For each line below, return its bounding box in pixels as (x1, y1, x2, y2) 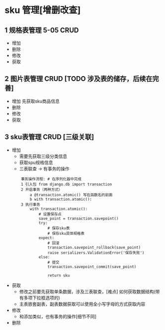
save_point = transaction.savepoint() (38, 216, 119, 221)
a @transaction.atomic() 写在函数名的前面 (30, 192, 113, 197)
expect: (38, 235, 55, 240)
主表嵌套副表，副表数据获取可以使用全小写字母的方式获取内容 (19, 301, 146, 307)
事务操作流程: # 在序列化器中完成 (21, 176, 82, 182)
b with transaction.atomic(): (30, 197, 92, 202)
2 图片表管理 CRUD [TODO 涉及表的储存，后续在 (4, 75, 153, 83)
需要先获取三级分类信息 (19, 153, 67, 159)
